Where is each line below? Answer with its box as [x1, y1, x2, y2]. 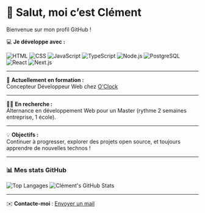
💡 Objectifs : [6, 131, 38, 138]
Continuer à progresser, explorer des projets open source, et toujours [6, 138, 181, 145]
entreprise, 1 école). [6, 113, 56, 121]
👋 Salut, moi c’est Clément [6, 6, 142, 20]
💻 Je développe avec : [6, 38, 65, 45]
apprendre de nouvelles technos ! [6, 144, 91, 152]
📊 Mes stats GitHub [6, 165, 67, 174]
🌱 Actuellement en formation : [6, 76, 84, 83]
